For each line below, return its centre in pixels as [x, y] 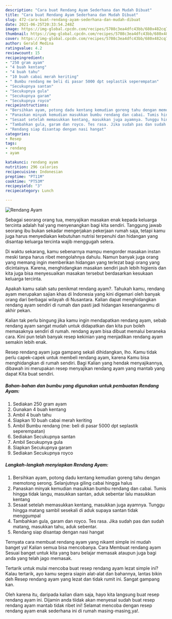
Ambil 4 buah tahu [32, 415]
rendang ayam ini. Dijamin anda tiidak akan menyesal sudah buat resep [80, 600]
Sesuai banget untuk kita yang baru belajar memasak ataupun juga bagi [81, 553]
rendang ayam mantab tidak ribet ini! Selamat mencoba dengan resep [79, 605]
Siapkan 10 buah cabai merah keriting [52, 420]
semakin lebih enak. [26, 342]
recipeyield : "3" [24, 186]
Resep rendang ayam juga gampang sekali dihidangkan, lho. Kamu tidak [81, 352]
